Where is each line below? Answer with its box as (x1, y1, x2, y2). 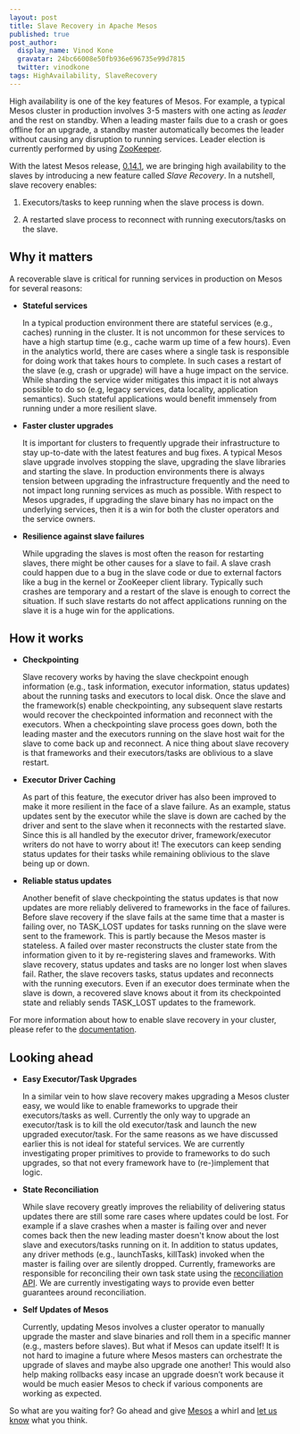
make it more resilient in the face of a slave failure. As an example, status (21, 801, 291, 812)
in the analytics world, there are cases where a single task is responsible (21, 346, 290, 356)
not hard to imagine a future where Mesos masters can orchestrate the (21, 1350, 283, 1361)
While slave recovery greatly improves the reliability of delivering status (21, 1202, 286, 1212)
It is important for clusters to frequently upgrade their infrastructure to (21, 437, 280, 448)
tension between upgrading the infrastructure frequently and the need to (21, 475, 290, 486)
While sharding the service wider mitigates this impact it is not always (21, 374, 279, 385)
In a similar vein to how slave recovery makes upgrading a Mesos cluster (21, 1091, 290, 1102)
